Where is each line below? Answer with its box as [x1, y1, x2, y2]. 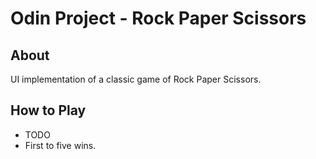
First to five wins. [24, 139, 97, 151]
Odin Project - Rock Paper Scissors [10, 7, 307, 30]
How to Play [10, 102, 87, 119]
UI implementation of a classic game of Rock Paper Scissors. [10, 73, 262, 85]
